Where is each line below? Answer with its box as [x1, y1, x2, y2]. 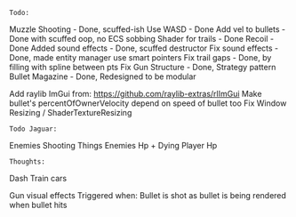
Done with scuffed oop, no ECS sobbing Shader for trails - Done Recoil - [9, 34, 274, 44]
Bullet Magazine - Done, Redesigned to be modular [9, 71, 197, 82]
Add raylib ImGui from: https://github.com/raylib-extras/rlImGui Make [9, 89, 262, 99]
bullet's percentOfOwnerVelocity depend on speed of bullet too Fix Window [9, 98, 287, 108]
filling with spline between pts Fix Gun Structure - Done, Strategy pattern [9, 62, 276, 72]
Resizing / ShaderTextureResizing [9, 108, 132, 117]
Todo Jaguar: [9, 125, 58, 133]
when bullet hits [9, 200, 68, 210]
